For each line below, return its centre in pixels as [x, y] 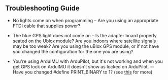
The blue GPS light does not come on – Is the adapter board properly [85, 35]
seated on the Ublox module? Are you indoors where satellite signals [84, 41]
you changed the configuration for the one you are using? [73, 51]
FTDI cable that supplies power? [46, 26]
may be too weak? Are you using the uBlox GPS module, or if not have [86, 46]
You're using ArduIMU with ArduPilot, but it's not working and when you [88, 61]
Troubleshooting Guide [42, 8]
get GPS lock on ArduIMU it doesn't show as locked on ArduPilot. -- [83, 66]
